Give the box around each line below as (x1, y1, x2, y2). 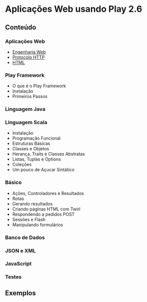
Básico (5, 179, 22, 186)
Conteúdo (5, 23, 36, 32)
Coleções (12, 162, 32, 168)
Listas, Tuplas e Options (12, 156, 61, 162)
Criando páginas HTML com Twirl (12, 206, 81, 212)
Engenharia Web (12, 49, 46, 55)
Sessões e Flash (12, 216, 46, 222)
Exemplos (5, 289, 36, 297)
